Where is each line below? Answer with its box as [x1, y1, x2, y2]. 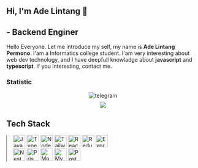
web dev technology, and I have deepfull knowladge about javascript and [6, 56, 192, 64]
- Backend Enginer [6, 27, 78, 37]
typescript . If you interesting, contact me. [6, 62, 112, 70]
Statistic [6, 78, 32, 86]
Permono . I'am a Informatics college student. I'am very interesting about [6, 49, 190, 57]
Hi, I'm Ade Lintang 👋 [6, 6, 88, 16]
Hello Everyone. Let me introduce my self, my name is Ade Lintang [6, 43, 175, 51]
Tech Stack [6, 119, 50, 129]
